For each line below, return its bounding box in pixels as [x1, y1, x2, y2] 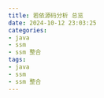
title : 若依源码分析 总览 [8, 11, 84, 20]
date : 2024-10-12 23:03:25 [8, 19, 97, 27]
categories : [8, 26, 47, 34]
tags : [8, 56, 26, 64]
